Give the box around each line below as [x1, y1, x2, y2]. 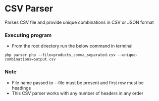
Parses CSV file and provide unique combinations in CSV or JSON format [4, 19, 154, 25]
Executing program [4, 32, 52, 39]
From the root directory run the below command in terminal [11, 43, 133, 49]
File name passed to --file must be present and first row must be [11, 80, 144, 86]
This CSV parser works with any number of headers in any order [11, 90, 144, 96]
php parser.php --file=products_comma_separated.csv [4, 52, 116, 57]
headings [11, 85, 31, 91]
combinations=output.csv [4, 57, 56, 62]
